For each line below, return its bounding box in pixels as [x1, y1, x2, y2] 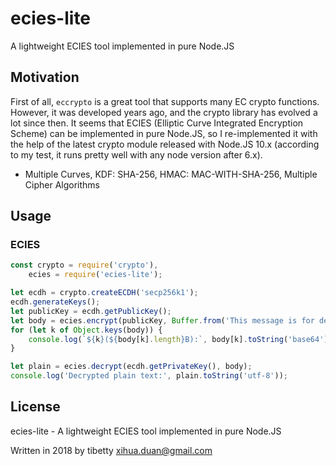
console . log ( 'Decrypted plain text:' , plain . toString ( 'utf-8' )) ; [10, 371, 288, 381]
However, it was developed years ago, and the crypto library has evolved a [10, 106, 318, 118]
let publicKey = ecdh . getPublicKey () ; [10, 306, 172, 316]
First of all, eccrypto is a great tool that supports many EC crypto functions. [10, 95, 320, 107]
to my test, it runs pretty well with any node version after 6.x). [10, 148, 263, 161]
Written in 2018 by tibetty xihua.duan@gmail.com [10, 444, 213, 456]
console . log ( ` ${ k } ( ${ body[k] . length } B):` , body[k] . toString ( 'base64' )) [28, 334, 333, 344]
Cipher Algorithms [24, 178, 100, 191]
